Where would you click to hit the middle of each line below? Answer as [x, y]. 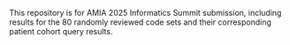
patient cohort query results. [61, 31]
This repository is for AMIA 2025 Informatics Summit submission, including [145, 13]
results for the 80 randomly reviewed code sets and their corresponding [141, 22]
